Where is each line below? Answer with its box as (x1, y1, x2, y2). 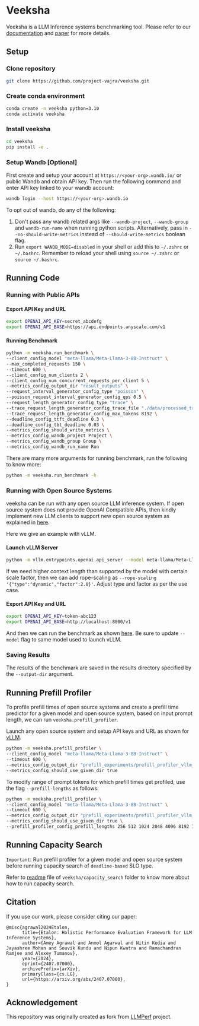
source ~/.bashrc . (14, 256, 59, 263)
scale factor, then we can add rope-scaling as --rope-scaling (6, 574, 157, 582)
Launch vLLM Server (6, 544, 58, 551)
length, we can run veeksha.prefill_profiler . (6, 716, 118, 723)
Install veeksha (6, 125, 51, 134)
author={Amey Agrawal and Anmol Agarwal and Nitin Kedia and (21, 940, 176, 946)
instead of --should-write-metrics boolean (79, 230, 185, 237)
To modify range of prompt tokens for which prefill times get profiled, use (6, 778, 185, 785)
